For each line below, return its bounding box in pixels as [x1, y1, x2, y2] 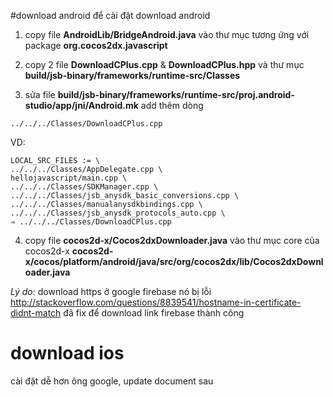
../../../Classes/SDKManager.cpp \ [10, 182, 159, 192]
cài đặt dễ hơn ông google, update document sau [10, 375, 214, 387]
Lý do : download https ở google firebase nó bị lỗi [10, 286, 212, 297]
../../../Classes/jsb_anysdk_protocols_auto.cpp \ [10, 208, 226, 218]
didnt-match [10, 307, 62, 319]
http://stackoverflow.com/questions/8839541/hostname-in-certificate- [10, 296, 302, 308]
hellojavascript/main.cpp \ [10, 173, 128, 183]
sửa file [24, 89, 56, 100]
